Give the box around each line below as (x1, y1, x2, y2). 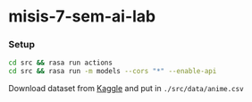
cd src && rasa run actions (8, 58, 113, 68)
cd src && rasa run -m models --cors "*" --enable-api (8, 67, 217, 76)
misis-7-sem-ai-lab (8, 6, 156, 27)
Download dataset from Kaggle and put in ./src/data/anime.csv (8, 83, 244, 94)
